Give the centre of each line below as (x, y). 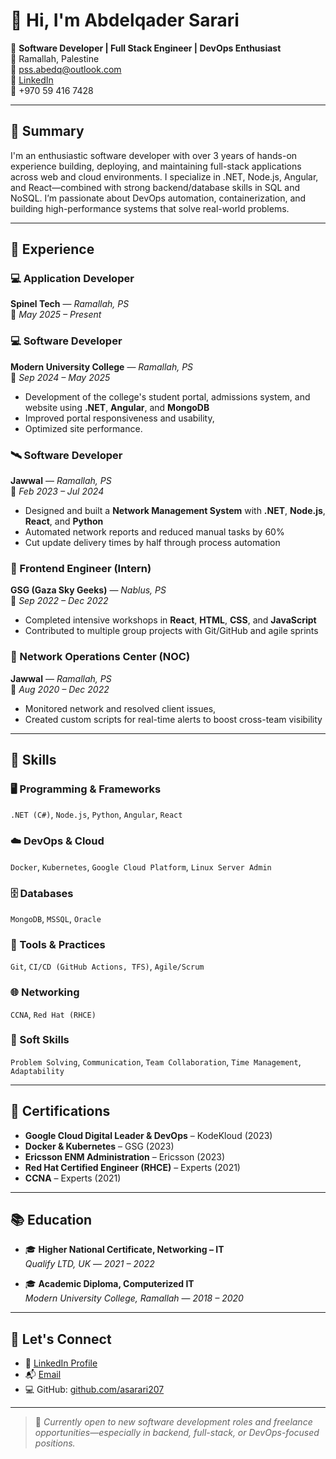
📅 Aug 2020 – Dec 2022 (60, 689)
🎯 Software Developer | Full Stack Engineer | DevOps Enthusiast (146, 48)
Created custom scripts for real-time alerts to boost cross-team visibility (173, 719)
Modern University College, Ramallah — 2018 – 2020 (134, 1298)
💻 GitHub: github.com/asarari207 (94, 1390)
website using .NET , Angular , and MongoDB (117, 407)
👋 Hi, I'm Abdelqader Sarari (125, 20)
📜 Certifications (60, 1111)
